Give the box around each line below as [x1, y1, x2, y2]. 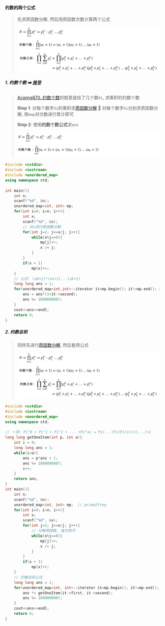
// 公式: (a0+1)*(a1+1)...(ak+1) [14, 276, 81, 281]
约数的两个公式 [5, 4, 35, 10]
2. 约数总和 [5, 329, 28, 335]
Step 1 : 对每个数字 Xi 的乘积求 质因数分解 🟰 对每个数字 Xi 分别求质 [17, 105, 146, 111]
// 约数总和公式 [14, 575, 43, 580]
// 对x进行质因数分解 [23, 224, 61, 229]
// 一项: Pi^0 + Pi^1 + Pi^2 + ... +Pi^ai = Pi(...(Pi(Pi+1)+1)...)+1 [5, 430, 151, 435]
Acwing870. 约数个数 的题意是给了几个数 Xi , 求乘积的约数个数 [17, 94, 140, 100]
